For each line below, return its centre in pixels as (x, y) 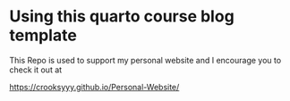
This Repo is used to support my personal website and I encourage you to (145, 60)
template (43, 35)
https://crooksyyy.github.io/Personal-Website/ (94, 87)
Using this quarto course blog (122, 17)
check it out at (36, 70)
